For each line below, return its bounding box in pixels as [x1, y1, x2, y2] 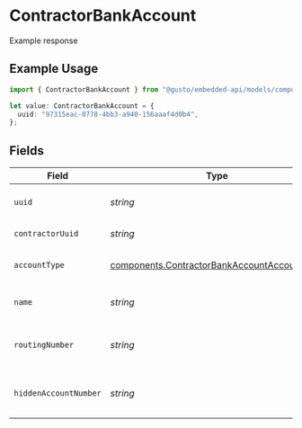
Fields [9, 143, 45, 158]
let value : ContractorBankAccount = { [9, 101, 155, 111]
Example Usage [9, 61, 99, 76]
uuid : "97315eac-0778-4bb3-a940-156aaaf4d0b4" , [17, 110, 200, 119]
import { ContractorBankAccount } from [9, 85, 159, 94]
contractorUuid [13, 228, 79, 239]
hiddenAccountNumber [13, 388, 102, 398]
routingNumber [13, 340, 75, 351]
